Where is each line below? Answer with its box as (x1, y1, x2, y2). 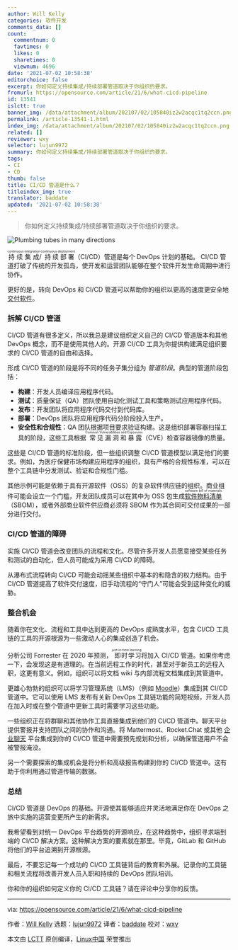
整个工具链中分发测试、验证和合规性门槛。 (7, 467, 132, 475)
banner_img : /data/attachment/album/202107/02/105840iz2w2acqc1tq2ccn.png (7, 109, 233, 116)
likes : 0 (13, 50, 40, 57)
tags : (7, 155, 23, 163)
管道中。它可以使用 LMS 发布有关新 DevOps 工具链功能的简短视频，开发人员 (7, 692, 231, 701)
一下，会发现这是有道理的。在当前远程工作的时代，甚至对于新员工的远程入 (7, 660, 225, 668)
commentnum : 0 (13, 37, 55, 44)
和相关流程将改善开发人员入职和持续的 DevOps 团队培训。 (7, 869, 177, 878)
